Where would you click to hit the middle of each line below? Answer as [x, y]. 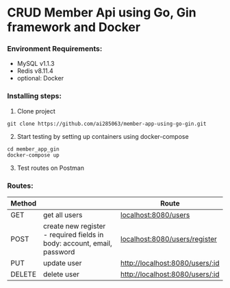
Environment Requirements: [55, 49]
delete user [62, 274]
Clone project [36, 111]
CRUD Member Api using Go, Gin [102, 13]
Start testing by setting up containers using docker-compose [103, 136]
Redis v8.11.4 [35, 71]
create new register [75, 226]
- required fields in [74, 235]
